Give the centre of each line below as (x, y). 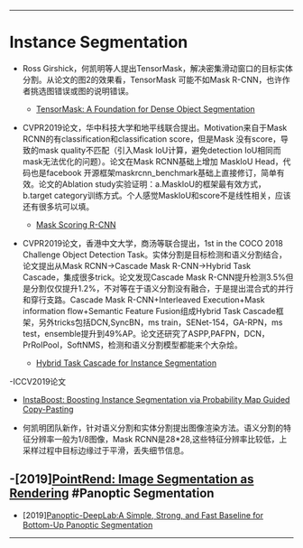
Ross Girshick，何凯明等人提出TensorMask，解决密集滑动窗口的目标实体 (157, 68)
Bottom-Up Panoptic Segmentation (87, 525)
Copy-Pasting (48, 409)
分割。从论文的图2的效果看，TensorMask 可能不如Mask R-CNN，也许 (152, 79)
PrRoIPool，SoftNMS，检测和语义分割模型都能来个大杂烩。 (133, 345)
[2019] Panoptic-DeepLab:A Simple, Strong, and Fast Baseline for (143, 515)
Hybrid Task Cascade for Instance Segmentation (126, 363)
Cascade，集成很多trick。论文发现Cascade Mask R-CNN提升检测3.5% (154, 277)
